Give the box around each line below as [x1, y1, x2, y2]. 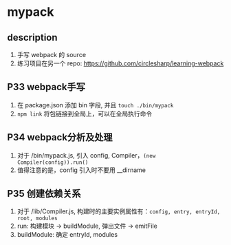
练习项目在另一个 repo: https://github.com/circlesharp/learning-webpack [16, 59, 224, 67]
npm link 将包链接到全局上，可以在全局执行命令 [16, 109, 153, 118]
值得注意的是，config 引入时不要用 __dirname [16, 166, 146, 174]
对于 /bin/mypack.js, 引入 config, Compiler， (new [16, 151, 156, 159]
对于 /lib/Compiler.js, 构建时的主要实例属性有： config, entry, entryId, [16, 207, 221, 215]
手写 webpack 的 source [16, 51, 87, 58]
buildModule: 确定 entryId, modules [16, 231, 118, 239]
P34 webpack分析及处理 [7, 131, 113, 143]
